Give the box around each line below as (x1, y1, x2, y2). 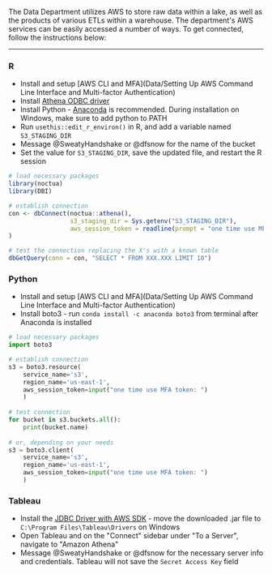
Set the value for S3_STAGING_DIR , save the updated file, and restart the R (19, 148, 262, 157)
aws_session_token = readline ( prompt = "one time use (70, 225, 255, 233)
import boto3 (8, 341, 53, 349)
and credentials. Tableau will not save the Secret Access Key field (19, 557, 239, 567)
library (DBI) (8, 187, 53, 195)
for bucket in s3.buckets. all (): (8, 416, 121, 424)
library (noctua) (8, 180, 63, 188)
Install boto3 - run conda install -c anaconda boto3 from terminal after (19, 309, 259, 319)
